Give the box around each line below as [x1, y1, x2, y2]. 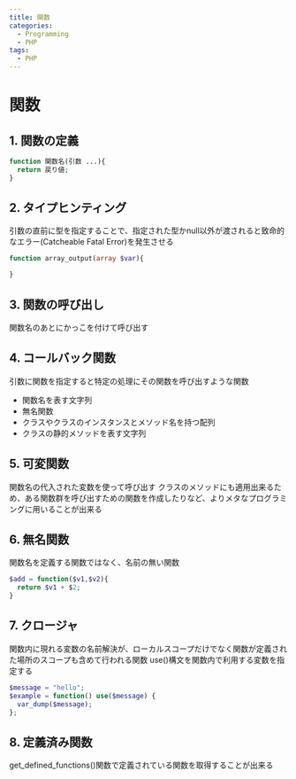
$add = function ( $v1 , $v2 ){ [9, 575, 109, 584]
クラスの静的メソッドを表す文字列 [21, 427, 147, 439]
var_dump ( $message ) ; [17, 699, 93, 709]
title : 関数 [9, 12, 50, 22]
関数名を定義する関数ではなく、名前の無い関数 [9, 557, 179, 568]
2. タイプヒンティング [9, 200, 127, 215]
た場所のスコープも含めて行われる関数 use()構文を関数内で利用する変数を [9, 654, 277, 665]
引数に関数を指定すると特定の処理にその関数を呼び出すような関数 [9, 376, 249, 386]
